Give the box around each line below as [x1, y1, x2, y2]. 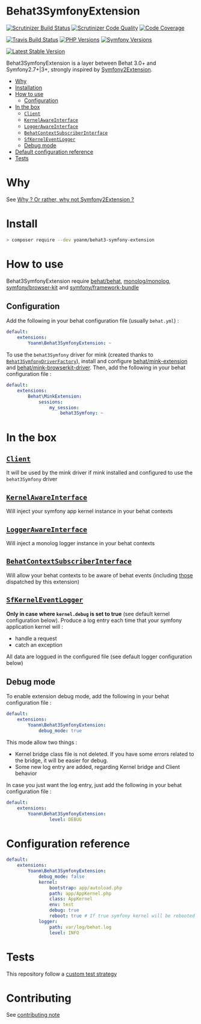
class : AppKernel [49, 896, 93, 902]
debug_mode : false [38, 873, 85, 880]
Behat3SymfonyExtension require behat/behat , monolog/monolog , [6, 277, 171, 285]
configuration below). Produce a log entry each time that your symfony [6, 617, 182, 624]
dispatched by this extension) [6, 578, 80, 585]
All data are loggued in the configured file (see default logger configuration [6, 653, 193, 660]
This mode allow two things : [6, 739, 78, 746]
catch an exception [14, 641, 63, 648]
